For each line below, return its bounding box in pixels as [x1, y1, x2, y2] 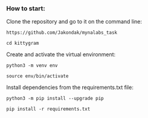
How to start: [6, 4, 45, 13]
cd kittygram [6, 41, 39, 47]
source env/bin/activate [6, 73, 69, 79]
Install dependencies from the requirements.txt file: [6, 84, 134, 91]
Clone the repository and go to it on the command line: [6, 18, 143, 25]
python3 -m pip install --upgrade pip [6, 96, 104, 102]
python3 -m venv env [6, 62, 59, 69]
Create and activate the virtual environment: [6, 51, 116, 58]
